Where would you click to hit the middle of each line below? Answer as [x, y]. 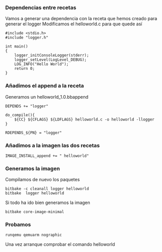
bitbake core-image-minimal [35, 212]
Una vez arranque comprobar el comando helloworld [60, 244]
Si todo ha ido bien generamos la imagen [48, 203]
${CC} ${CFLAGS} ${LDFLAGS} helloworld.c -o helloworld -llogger [85, 119]
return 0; [25, 69]
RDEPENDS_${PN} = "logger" [34, 133]
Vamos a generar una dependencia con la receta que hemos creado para [81, 19]
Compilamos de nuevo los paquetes [42, 180]
